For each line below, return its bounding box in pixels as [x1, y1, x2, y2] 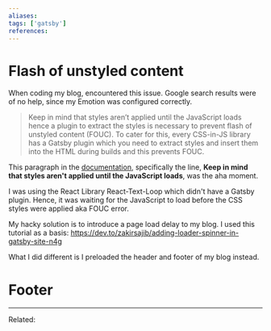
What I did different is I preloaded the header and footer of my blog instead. [8, 252, 260, 262]
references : [8, 27, 48, 35]
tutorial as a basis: [8, 228, 69, 238]
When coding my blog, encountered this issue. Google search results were [8, 88, 256, 98]
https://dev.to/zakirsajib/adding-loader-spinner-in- [70, 228, 240, 238]
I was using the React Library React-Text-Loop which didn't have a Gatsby [8, 186, 255, 196]
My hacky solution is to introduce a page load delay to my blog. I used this [8, 220, 256, 229]
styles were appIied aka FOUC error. [8, 203, 129, 214]
